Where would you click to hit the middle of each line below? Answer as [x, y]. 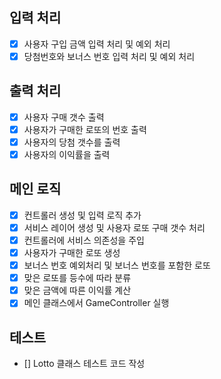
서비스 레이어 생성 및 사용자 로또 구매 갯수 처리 [114, 227]
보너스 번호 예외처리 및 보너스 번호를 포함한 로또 [117, 265]
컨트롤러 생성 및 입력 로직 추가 [82, 215]
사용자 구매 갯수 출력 [64, 117]
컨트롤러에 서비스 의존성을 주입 [84, 240]
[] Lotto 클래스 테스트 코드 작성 [84, 364]
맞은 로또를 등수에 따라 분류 [77, 278]
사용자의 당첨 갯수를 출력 [72, 142]
